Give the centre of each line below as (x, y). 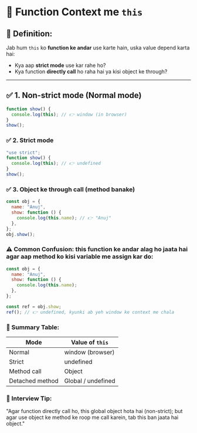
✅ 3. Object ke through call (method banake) (71, 189)
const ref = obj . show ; (34, 307)
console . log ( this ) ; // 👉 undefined (56, 164)
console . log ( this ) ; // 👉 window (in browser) (69, 114)
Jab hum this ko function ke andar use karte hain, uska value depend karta (98, 48)
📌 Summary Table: (33, 327)
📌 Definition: (29, 34)
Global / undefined (90, 381)
